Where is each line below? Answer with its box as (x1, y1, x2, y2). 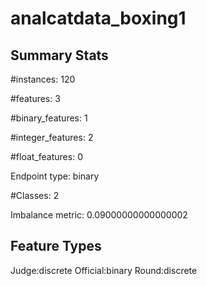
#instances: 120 (10, 73, 76, 85)
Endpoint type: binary (10, 170, 100, 182)
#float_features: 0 (10, 151, 83, 162)
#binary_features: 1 (10, 112, 88, 124)
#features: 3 (10, 93, 61, 104)
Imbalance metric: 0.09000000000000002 (10, 209, 188, 221)
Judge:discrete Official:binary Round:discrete (10, 264, 198, 276)
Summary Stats (10, 47, 109, 64)
